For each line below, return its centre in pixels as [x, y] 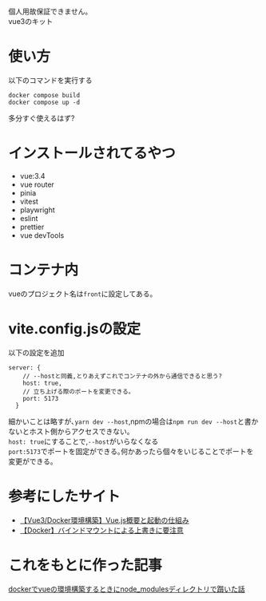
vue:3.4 [32, 176]
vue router [37, 184]
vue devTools [42, 235]
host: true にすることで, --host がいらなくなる [83, 441]
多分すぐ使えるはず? [42, 118]
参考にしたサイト [65, 497]
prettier [32, 227]
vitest [29, 202]
